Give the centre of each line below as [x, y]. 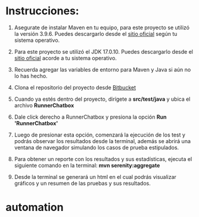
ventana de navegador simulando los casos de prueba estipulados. [97, 147]
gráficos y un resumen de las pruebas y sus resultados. [83, 183]
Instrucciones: [42, 11]
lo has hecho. [31, 76]
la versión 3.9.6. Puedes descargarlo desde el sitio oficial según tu [96, 33]
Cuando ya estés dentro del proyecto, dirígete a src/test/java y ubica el [102, 99]
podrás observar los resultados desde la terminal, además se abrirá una [102, 141]
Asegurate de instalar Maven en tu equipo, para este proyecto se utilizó [102, 27]
